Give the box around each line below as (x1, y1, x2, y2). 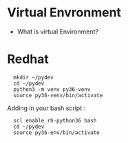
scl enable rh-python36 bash (13, 117, 97, 124)
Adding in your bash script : (7, 104, 86, 112)
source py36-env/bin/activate (13, 129, 100, 136)
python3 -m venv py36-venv (13, 86, 91, 93)
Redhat (7, 51, 50, 67)
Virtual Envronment (7, 5, 122, 21)
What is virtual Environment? (17, 27, 98, 36)
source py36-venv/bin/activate (13, 92, 103, 99)
